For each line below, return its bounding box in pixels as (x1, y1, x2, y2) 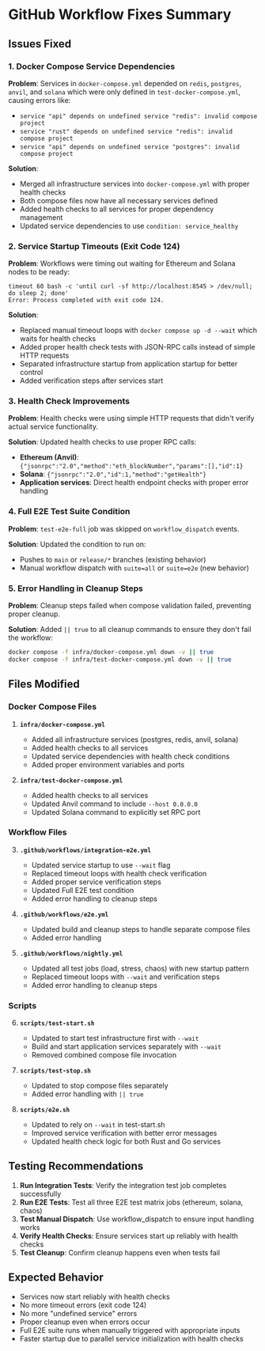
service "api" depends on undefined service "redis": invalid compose (19, 112, 258, 120)
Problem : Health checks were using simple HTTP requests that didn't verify (8, 414, 255, 423)
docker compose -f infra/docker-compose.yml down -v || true (8, 649, 214, 657)
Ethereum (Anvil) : (19, 452, 79, 462)
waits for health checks (19, 334, 97, 343)
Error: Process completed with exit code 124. (8, 297, 165, 305)
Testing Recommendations (8, 1160, 144, 1173)
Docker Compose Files (8, 702, 97, 713)
